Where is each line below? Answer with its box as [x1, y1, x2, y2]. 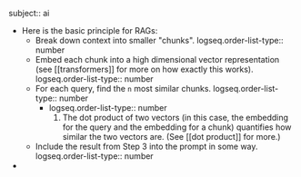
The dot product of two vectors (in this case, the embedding [62, 113, 288, 123]
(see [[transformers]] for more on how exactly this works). [35, 64, 254, 74]
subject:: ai [8, 8, 50, 18]
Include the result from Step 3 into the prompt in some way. [35, 141, 258, 152]
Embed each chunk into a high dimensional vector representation [35, 54, 280, 64]
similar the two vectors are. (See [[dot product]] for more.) [62, 132, 281, 142]
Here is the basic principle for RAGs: [21, 25, 158, 35]
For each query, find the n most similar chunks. [35, 84, 211, 93]
